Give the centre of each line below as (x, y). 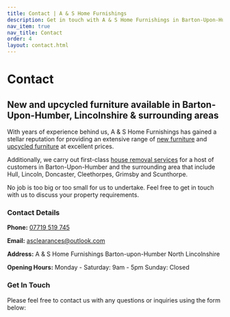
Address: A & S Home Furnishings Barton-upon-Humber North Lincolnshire (114, 254)
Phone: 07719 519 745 (39, 228)
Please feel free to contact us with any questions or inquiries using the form (114, 300)
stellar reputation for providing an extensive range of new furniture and (107, 139)
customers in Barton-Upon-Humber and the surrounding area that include (111, 167)
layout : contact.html (38, 45)
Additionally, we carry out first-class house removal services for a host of (111, 160)
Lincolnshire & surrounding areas (146, 115)
